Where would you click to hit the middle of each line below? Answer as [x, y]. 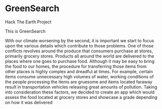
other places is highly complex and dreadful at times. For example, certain [79, 71]
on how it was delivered [29, 102]
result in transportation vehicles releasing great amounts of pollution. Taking [81, 87]
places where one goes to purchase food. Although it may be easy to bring [80, 61]
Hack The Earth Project [28, 22]
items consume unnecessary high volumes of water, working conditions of [80, 77]
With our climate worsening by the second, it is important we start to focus [80, 40]
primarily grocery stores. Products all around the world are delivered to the [80, 56]
